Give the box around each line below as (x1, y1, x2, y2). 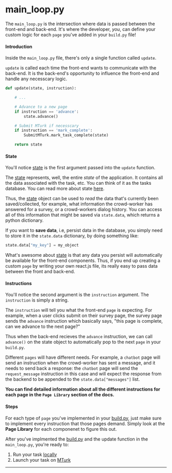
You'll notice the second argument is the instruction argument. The (5, 292, 149, 298)
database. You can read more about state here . (5, 185, 105, 191)
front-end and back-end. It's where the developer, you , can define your (5, 26, 156, 32)
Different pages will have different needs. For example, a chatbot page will (5, 354, 160, 361)
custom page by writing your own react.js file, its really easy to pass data (5, 263, 158, 269)
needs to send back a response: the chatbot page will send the (5, 365, 138, 372)
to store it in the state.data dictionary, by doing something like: (5, 233, 139, 239)
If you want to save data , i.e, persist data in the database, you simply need (5, 227, 163, 234)
